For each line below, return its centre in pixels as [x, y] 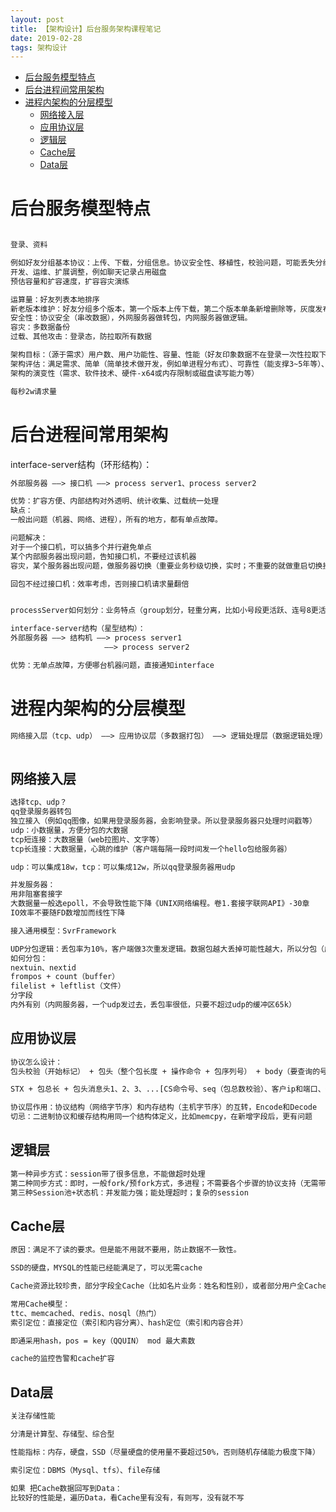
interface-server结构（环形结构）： [81, 464]
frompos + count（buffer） [65, 977]
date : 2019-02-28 [46, 38]
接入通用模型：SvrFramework [63, 931]
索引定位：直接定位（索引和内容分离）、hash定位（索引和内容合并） [129, 1322]
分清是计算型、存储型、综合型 [62, 1434]
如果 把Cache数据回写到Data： [66, 1488]
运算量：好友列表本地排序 [55, 299]
